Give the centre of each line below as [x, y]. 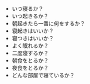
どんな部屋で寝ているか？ [43, 75]
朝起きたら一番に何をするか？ [48, 23]
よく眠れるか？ [30, 46]
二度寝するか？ [30, 53]
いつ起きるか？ [30, 16]
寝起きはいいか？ [33, 31]
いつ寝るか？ [27, 9]
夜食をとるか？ [30, 68]
